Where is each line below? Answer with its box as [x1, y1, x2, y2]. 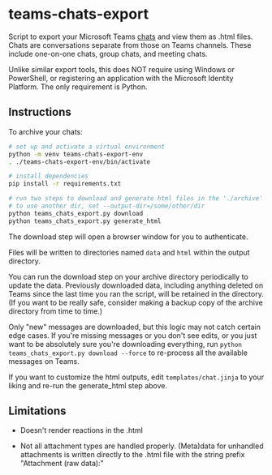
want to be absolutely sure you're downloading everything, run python [8, 339, 242, 349]
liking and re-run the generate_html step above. [8, 380, 168, 390]
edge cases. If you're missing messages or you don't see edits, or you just [8, 330, 257, 340]
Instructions [8, 105, 71, 119]
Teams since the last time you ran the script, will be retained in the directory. [8, 289, 264, 298]
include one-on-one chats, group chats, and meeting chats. [8, 49, 208, 58]
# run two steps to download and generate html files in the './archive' [8, 195, 264, 203]
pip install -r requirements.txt [8, 180, 122, 188]
